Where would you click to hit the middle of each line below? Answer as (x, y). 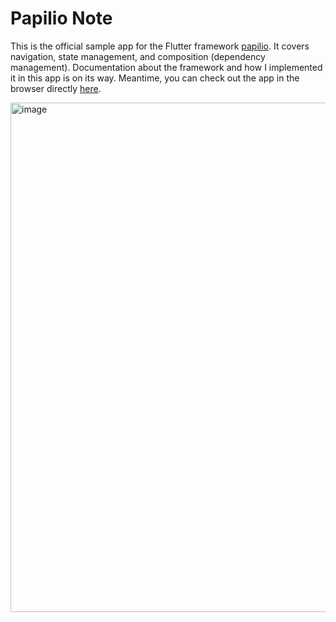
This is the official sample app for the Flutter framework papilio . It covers (160, 46)
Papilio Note (61, 18)
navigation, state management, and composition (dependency (138, 56)
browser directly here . (56, 88)
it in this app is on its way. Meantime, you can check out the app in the (155, 78)
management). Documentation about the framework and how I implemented (166, 67)
